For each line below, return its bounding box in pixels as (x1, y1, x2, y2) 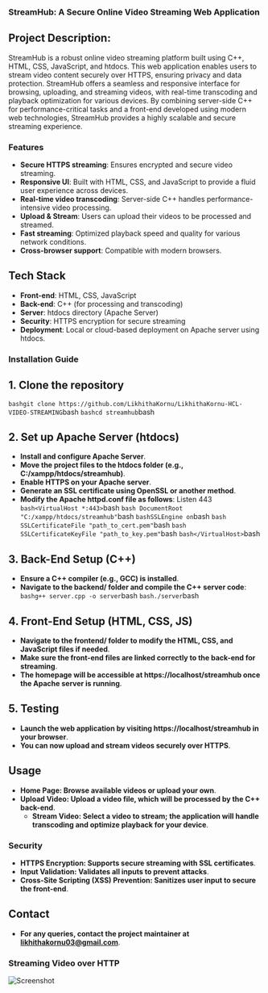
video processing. (52, 203, 112, 212)
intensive (19, 203, 51, 212)
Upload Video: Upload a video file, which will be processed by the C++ (19, 794, 260, 803)
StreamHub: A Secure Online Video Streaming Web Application (8, 6, 260, 18)
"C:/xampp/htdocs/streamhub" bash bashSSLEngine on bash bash (19, 512, 227, 522)
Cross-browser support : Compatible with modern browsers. (19, 245, 222, 256)
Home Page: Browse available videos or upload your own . (19, 786, 216, 795)
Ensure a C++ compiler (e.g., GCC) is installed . (19, 574, 179, 584)
